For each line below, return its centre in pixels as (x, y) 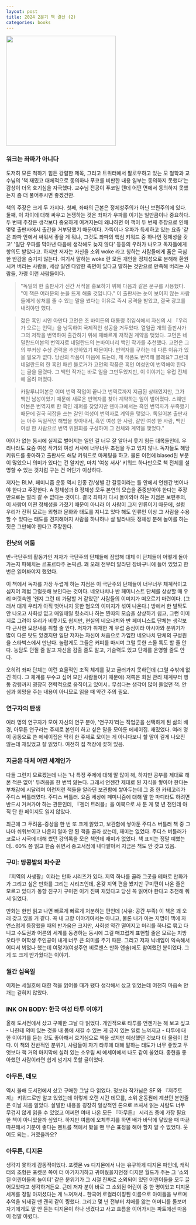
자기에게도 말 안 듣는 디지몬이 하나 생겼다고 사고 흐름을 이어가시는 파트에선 (91, 1209)
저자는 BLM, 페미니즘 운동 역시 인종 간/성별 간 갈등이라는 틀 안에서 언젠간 (90, 482)
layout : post (22, 11)
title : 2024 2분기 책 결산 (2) (41, 17)
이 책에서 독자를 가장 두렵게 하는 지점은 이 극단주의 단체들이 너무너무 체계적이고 (97, 583)
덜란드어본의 (35, 342)
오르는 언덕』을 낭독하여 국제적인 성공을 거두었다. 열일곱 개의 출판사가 (106, 328)
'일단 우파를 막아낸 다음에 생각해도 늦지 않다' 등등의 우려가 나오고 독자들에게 (100, 244)
